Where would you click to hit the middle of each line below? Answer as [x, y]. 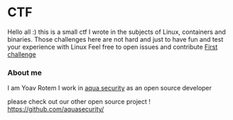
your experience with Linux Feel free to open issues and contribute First [113, 47]
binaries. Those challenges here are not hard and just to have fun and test [115, 39]
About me [25, 73]
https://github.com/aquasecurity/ [56, 109]
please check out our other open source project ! [79, 102]
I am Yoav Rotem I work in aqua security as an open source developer [109, 88]
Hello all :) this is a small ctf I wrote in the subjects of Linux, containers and [116, 32]
